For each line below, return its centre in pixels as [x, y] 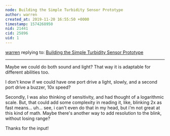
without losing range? [28, 118]
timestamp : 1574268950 [29, 24]
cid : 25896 [17, 33]
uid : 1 [12, 38]
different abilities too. [27, 72]
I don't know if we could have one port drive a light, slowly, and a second [81, 82]
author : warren [21, 15]
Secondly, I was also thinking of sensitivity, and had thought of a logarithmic [85, 97]
